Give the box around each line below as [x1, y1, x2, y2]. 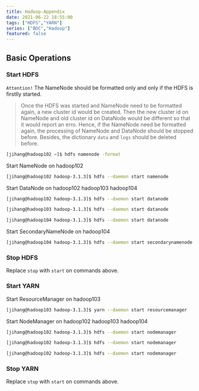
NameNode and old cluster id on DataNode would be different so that [20, 114, 191, 122]
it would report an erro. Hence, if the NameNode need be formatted [20, 121, 186, 128]
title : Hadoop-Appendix [6, 8, 65, 15]
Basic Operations [6, 53, 71, 63]
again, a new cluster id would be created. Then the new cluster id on [20, 108, 189, 115]
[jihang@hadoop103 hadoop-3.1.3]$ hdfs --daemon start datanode [6, 206, 169, 213]
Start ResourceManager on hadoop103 [6, 295, 101, 302]
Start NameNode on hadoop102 [6, 162, 84, 169]
